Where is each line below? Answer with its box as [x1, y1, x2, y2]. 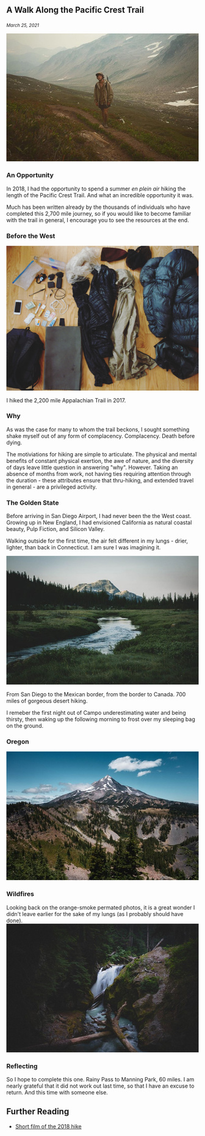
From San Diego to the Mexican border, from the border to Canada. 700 [6, 691, 186, 698]
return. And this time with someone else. [6, 1089, 108, 1096]
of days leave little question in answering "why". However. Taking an [6, 464, 178, 471]
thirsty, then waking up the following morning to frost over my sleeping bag [6, 716, 195, 723]
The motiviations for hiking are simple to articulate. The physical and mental [6, 450, 197, 458]
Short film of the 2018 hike [15, 1123, 82, 1130]
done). [6, 917, 23, 924]
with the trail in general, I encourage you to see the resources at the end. [6, 216, 189, 224]
